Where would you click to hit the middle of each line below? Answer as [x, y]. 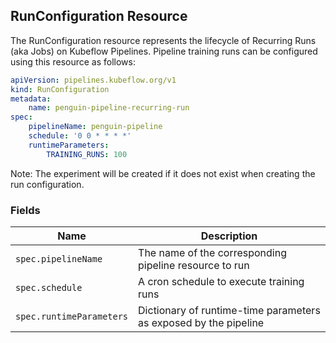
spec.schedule [49, 287]
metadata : [31, 99]
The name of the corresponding [213, 252]
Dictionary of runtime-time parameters [229, 310]
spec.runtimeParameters [72, 316]
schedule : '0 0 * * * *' [80, 136]
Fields [25, 210]
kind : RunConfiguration [60, 89]
